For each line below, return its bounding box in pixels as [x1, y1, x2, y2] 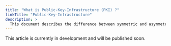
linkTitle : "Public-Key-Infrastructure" [5, 12, 93, 17]
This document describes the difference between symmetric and [10, 21, 147, 27]
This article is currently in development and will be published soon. [5, 35, 146, 41]
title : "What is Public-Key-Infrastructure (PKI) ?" [5, 7, 120, 13]
